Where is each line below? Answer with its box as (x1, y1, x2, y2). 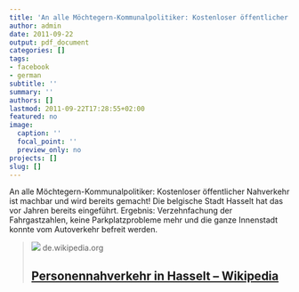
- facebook (9, 63, 50, 72)
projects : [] (9, 153, 58, 163)
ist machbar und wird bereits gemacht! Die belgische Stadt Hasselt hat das (9, 196, 283, 207)
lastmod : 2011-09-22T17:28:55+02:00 (9, 104, 145, 113)
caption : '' (17, 129, 62, 138)
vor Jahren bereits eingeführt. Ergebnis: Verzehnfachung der (9, 206, 233, 216)
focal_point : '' (17, 137, 77, 146)
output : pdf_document (9, 37, 90, 47)
